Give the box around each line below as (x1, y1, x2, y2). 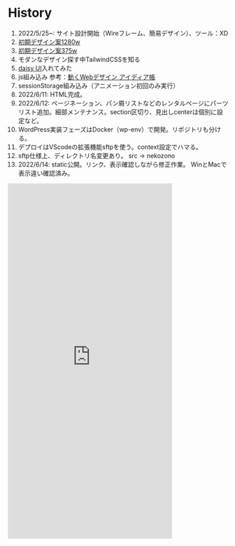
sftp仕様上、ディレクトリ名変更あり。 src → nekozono (17, 151, 176, 160)
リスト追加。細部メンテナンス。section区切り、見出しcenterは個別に (17, 107, 218, 116)
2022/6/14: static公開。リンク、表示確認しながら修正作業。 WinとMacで (17, 160, 227, 169)
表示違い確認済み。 (17, 169, 74, 177)
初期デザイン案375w (17, 46, 78, 55)
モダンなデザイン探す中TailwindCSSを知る (17, 55, 141, 64)
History (8, 5, 52, 21)
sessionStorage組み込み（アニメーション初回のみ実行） (17, 81, 180, 90)
